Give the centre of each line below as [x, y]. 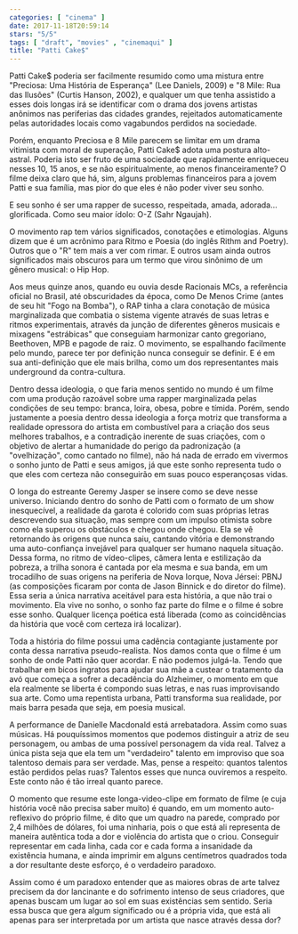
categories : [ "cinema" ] [57, 17]
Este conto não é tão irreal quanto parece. [86, 782]
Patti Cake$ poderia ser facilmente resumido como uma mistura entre [137, 76]
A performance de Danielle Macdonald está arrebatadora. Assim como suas [148, 725]
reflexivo [25, 818]
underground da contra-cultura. [68, 372]
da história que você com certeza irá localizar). [96, 624]
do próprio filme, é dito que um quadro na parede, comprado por [161, 818]
